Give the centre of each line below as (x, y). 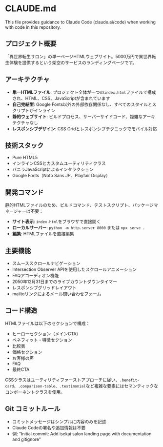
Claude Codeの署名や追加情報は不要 (49, 427)
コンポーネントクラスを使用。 (35, 392)
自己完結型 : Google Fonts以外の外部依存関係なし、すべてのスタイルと (82, 104)
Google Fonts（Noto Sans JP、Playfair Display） (61, 176)
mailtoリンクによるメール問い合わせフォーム (57, 294)
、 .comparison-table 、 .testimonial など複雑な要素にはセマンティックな (86, 386)
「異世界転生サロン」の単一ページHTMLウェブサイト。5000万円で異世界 (79, 56)
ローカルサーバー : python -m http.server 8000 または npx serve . (79, 228)
